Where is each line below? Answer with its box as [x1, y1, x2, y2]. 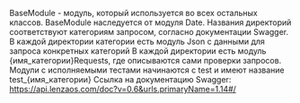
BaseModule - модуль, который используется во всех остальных [9, 8, 258, 18]
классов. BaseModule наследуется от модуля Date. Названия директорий [9, 17, 292, 28]
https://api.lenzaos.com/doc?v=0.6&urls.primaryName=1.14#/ [9, 84, 236, 94]
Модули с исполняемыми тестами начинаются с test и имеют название [9, 64, 285, 75]
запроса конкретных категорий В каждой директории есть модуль [9, 46, 267, 56]
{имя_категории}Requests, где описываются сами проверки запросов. [9, 56, 282, 65]
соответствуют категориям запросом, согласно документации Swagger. [9, 27, 289, 37]
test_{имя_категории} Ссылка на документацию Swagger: [9, 74, 232, 84]
